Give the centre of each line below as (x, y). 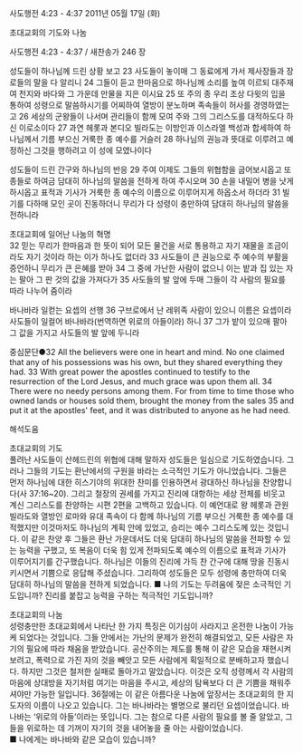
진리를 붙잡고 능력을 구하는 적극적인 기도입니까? (129, 595)
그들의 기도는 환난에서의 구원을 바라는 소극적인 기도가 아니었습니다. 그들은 (156, 471)
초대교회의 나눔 (36, 615)
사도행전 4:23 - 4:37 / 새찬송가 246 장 (78, 52)
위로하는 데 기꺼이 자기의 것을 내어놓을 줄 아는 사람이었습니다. (134, 728)
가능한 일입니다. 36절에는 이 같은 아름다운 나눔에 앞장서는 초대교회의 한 (159, 694)
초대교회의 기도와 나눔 (48, 33)
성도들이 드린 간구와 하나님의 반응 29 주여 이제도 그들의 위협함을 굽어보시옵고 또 (151, 169)
